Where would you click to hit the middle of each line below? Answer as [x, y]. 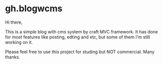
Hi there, [14, 22]
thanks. [13, 57]
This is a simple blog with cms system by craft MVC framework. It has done [82, 32]
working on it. [19, 42]
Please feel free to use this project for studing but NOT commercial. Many [80, 52]
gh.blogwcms [34, 9]
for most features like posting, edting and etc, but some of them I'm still [78, 37]
